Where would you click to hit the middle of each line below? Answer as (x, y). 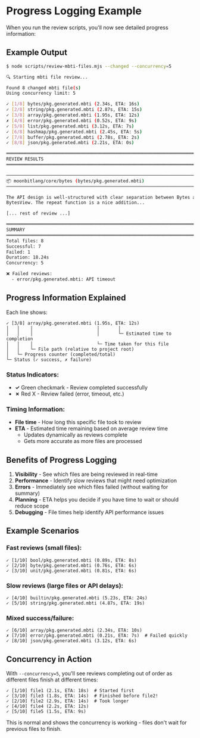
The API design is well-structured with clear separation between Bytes (98, 197)
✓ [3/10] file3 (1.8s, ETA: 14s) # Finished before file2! (82, 696)
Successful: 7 (24, 246)
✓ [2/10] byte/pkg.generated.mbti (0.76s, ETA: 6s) (71, 565)
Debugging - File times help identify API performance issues (89, 512)
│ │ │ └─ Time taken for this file (87, 344)
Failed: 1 (18, 252)
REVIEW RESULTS (25, 159)
